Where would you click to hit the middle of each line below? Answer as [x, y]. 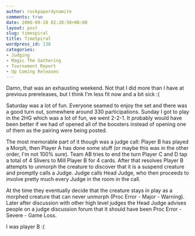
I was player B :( [25, 227]
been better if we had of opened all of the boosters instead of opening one [96, 124]
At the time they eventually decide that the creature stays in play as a [89, 190]
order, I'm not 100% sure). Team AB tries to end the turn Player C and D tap [97, 154]
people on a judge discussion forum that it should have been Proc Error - [94, 209]
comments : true [25, 17]
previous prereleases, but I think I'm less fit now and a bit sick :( [83, 94]
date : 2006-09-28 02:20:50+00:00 [47, 22]
